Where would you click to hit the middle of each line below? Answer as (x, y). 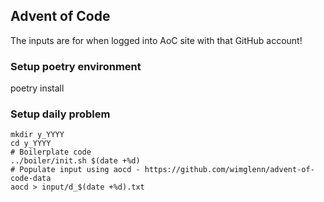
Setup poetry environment (76, 66)
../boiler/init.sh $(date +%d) (75, 161)
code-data (31, 179)
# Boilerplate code (51, 152)
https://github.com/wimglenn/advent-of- (229, 170)
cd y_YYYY (31, 144)
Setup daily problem (60, 114)
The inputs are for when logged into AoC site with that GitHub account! (156, 40)
